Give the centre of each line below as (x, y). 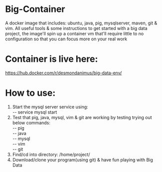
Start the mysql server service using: (50, 107)
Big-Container (35, 9)
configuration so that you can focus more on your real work (66, 39)
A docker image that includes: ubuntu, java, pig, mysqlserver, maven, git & (81, 23)
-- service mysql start (35, 112)
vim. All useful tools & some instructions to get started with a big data (77, 28)
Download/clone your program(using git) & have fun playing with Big (83, 160)
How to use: (30, 93)
